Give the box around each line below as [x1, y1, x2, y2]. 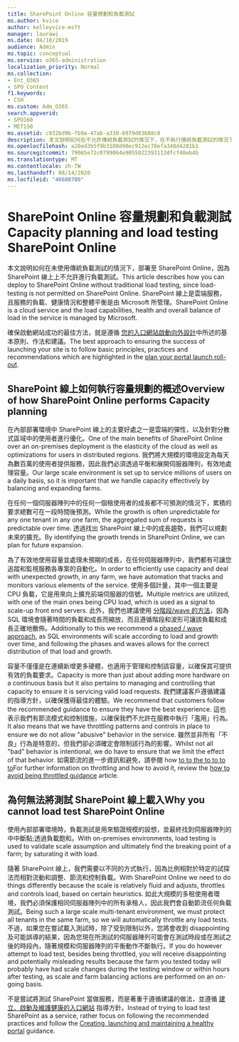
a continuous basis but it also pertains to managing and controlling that [7, 679, 216, 688]
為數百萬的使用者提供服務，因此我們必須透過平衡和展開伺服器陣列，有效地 [7, 460, 225, 468]
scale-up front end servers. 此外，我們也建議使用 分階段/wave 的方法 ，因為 [7, 606, 229, 615]
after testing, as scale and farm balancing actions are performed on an [7, 972, 215, 981]
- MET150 [7, 122, 33, 130]
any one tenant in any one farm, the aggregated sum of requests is [7, 515, 203, 524]
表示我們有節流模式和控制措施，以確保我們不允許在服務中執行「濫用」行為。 [7, 714, 232, 722]
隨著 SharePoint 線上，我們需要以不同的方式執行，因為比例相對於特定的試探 [7, 864, 230, 873]
